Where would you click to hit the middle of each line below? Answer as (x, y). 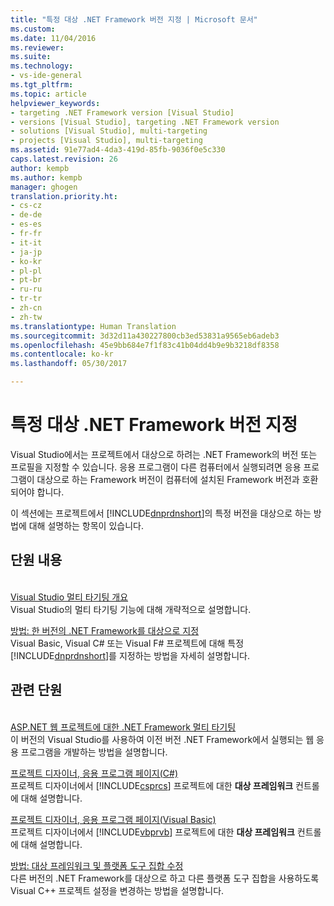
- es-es (26, 224)
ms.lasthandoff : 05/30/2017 (69, 364)
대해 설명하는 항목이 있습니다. (86, 525)
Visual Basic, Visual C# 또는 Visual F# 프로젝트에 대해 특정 (127, 643)
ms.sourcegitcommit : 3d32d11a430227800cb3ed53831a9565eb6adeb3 (145, 336)
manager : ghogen (44, 187)
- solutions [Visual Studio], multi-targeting (109, 131)
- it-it (26, 242)
